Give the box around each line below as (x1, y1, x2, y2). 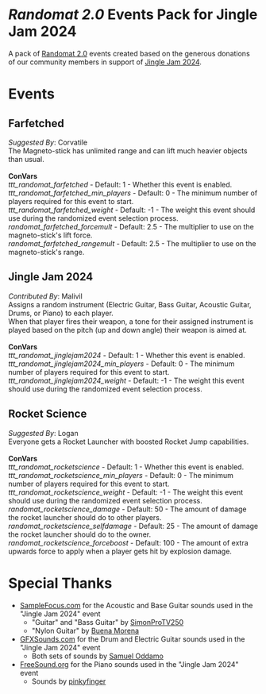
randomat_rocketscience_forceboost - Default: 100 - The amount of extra (8, 538, 249, 547)
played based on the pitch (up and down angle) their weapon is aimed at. (8, 325, 248, 334)
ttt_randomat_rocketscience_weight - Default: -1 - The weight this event (8, 487, 244, 497)
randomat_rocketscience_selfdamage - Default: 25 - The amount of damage (8, 521, 259, 530)
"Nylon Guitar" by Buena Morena (31, 626, 140, 635)
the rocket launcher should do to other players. (8, 512, 162, 522)
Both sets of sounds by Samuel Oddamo (31, 651, 164, 661)
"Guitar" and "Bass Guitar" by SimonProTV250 (31, 617, 184, 627)
